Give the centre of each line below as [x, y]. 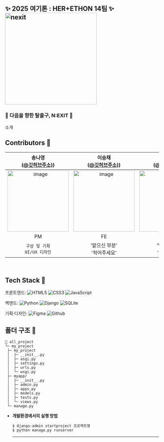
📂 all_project [20, 342]
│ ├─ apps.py [21, 389]
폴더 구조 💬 [21, 330]
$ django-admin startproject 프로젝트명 [51, 426]
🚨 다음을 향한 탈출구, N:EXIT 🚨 [39, 115]
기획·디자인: [16, 313]
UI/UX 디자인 [38, 252]
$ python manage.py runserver [43, 430]
